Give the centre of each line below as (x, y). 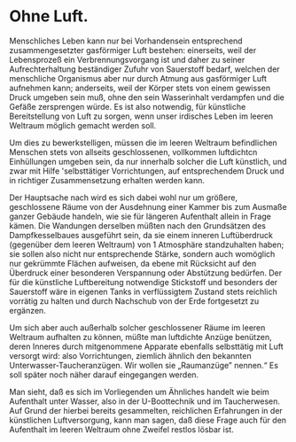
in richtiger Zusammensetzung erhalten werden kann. (107, 180)
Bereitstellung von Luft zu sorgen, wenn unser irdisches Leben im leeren (141, 116)
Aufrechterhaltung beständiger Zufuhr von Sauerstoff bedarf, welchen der (145, 69)
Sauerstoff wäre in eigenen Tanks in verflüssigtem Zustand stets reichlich (143, 291)
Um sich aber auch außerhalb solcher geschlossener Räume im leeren (137, 327)
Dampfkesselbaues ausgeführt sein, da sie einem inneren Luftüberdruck (141, 235)
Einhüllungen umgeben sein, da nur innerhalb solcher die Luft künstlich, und (148, 161)
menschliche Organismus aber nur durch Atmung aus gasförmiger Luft (138, 78)
